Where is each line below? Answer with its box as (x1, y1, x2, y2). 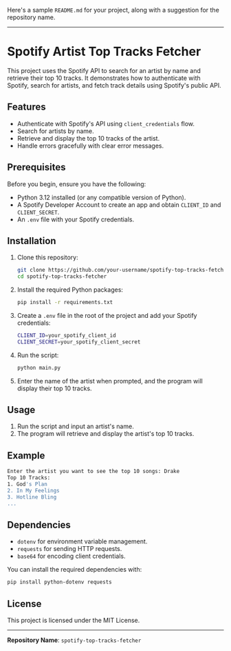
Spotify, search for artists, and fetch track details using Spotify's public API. (7, 81, 221, 89)
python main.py (16, 364, 61, 371)
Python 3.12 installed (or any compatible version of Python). (16, 193, 186, 201)
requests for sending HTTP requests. (16, 545, 122, 553)
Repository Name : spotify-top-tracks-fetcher (7, 636, 142, 644)
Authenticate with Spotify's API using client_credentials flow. (16, 119, 195, 128)
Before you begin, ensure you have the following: (7, 179, 146, 188)
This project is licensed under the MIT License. (7, 617, 140, 624)
